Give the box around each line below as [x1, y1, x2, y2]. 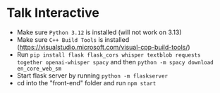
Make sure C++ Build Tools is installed [16, 35, 130, 43]
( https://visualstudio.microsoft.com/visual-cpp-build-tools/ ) [16, 43, 191, 51]
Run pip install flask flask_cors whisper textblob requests [16, 50, 201, 59]
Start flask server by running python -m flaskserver [16, 71, 169, 80]
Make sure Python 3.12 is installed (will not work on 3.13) [16, 28, 182, 36]
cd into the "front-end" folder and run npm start [16, 78, 157, 87]
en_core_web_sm [16, 65, 62, 72]
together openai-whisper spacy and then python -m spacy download [16, 57, 214, 66]
